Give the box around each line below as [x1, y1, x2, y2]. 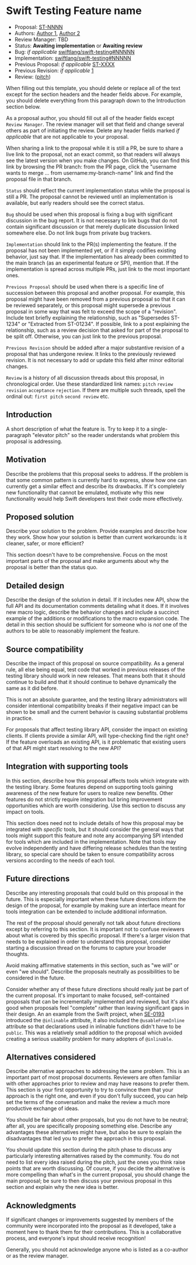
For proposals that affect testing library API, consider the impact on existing [6, 726, 188, 733]
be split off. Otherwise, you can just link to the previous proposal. [6, 332, 162, 340]
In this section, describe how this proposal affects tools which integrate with [6, 777, 189, 784]
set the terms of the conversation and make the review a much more [6, 1099, 170, 1106]
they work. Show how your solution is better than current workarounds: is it [6, 534, 187, 541]
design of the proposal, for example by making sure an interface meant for [6, 902, 185, 909]
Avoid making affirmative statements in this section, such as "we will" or [6, 961, 179, 969]
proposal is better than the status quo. [6, 563, 98, 571]
